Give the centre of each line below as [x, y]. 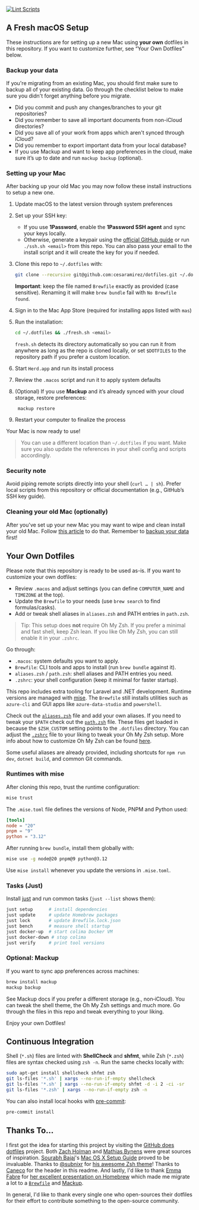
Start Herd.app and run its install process [64, 368]
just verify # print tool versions [56, 943]
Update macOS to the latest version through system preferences [94, 204]
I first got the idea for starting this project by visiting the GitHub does [90, 1145]
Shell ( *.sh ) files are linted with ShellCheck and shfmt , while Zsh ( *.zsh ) [95, 1056]
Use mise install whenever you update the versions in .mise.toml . [89, 870]
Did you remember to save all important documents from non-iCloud [98, 120]
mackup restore [36, 409]
